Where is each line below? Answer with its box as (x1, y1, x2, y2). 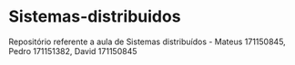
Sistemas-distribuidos (8, 6, 181, 27)
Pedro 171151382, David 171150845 (8, 45, 137, 56)
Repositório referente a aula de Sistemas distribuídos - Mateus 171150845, (8, 36, 286, 47)
